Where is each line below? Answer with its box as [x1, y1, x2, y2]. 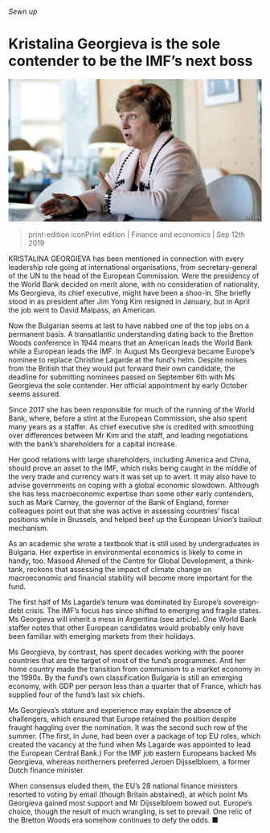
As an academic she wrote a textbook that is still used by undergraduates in [8, 539, 260, 549]
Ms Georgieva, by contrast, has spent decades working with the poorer [8, 647, 244, 657]
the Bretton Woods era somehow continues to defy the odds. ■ [8, 815, 219, 825]
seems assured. [8, 389, 62, 399]
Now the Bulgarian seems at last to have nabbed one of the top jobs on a [8, 321, 250, 330]
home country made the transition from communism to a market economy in [8, 665, 261, 674]
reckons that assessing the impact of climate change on [27, 565, 212, 574]
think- [235, 556, 256, 566]
